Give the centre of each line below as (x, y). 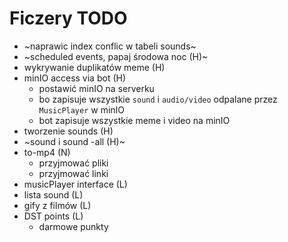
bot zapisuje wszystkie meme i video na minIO (134, 120)
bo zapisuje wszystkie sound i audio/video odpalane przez (158, 99)
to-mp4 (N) (47, 152)
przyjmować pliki (73, 163)
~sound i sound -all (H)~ (74, 141)
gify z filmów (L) (57, 205)
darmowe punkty (73, 226)
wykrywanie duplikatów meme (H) (94, 67)
